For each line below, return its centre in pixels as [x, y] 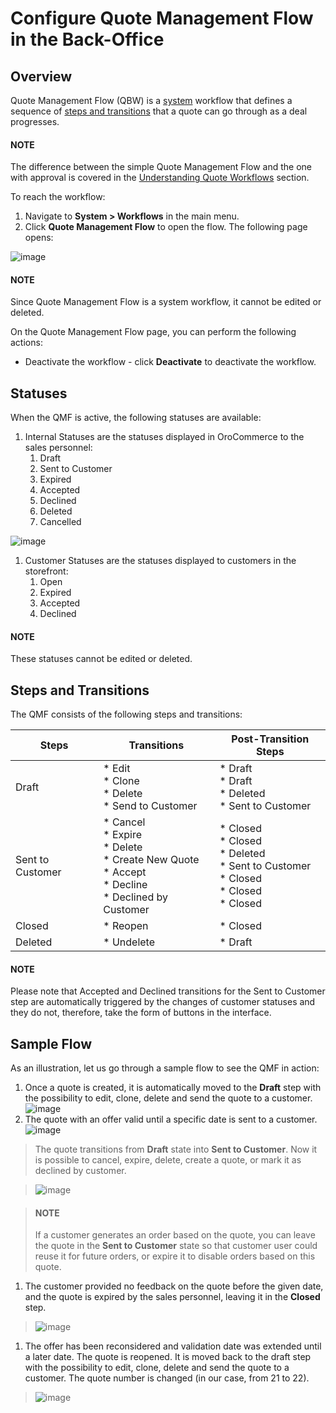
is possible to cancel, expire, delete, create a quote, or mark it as [168, 1160]
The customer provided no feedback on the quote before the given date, [174, 1286]
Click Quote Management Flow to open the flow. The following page [166, 227]
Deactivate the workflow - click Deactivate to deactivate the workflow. [170, 362]
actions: [26, 343]
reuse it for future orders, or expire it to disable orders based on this [175, 1256]
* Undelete [129, 942]
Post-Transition [270, 739]
